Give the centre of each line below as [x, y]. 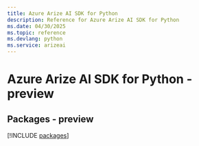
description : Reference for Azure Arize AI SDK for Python [93, 20]
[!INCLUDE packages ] [38, 135]
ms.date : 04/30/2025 [37, 26]
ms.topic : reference [37, 33]
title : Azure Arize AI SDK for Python [62, 13]
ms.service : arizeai [37, 45]
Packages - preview [50, 119]
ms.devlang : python [35, 39]
